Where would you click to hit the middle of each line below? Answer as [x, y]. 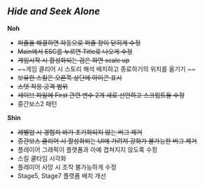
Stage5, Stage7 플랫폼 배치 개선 [62, 175]
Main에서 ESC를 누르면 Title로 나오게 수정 [75, 51]
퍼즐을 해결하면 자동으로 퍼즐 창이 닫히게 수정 [79, 43]
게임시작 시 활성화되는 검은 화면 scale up [73, 60]
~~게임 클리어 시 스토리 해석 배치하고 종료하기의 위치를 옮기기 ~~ [107, 68]
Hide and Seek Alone [53, 12]
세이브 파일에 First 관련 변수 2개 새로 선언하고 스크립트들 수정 [101, 95]
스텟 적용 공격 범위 [43, 86]
